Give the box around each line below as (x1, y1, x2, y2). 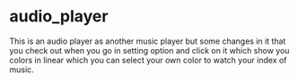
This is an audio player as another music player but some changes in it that (9, 36, 286, 46)
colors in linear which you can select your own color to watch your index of (9, 54, 287, 65)
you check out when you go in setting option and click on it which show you (9, 45, 290, 55)
